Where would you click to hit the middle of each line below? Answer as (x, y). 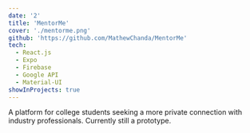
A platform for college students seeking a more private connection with (125, 112)
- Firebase (34, 68)
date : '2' (25, 16)
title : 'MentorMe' (39, 23)
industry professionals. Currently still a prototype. (90, 121)
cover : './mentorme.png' (50, 30)
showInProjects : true (44, 90)
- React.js (34, 53)
